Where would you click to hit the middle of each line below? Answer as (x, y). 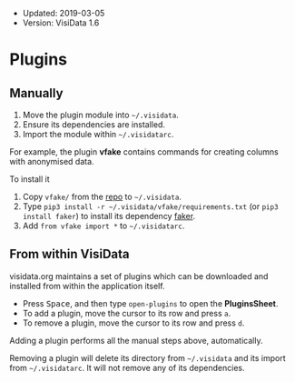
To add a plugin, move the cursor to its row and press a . (127, 313)
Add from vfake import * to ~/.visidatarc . (103, 226)
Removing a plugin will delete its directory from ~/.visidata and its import (147, 357)
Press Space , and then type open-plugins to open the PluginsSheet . (150, 303)
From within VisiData (69, 254)
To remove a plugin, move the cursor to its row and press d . (133, 323)
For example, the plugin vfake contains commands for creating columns (144, 152)
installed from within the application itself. (87, 286)
